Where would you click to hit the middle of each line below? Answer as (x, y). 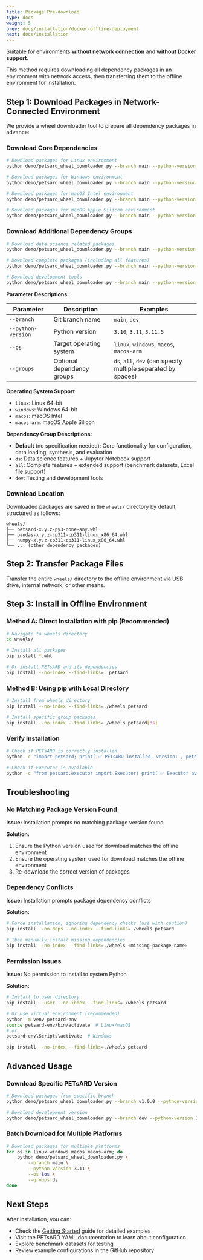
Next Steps (27, 1205)
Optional (66, 361)
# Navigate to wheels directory (47, 634)
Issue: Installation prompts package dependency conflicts (79, 901)
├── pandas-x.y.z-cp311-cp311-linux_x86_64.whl (67, 535)
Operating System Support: (42, 391)
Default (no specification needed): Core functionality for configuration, (103, 445)
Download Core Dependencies (52, 148)
